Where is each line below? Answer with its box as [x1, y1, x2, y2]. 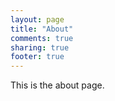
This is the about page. [10, 79, 105, 91]
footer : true [10, 52, 65, 62]
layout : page [10, 14, 65, 25]
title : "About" [10, 24, 74, 34]
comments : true [10, 33, 74, 43]
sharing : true [10, 42, 70, 53]
